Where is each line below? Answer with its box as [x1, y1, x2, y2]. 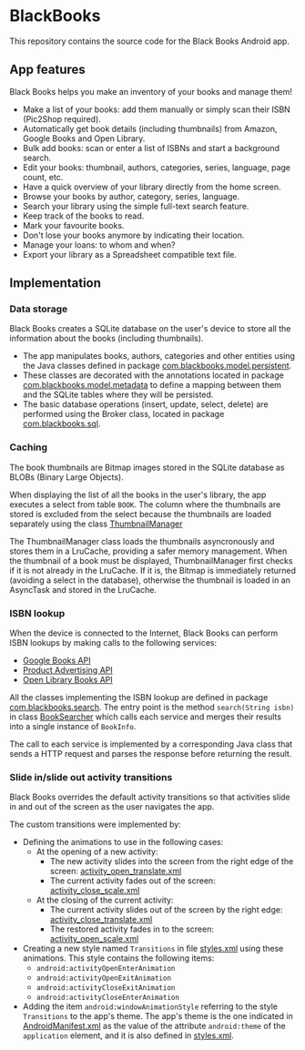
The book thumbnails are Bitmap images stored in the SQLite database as [9, 462, 285, 473]
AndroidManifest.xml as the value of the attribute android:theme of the [22, 1021, 286, 1032]
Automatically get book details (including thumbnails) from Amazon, [22, 123, 278, 134]
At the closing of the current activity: [36, 894, 174, 906]
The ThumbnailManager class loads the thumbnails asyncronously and [9, 535, 275, 546]
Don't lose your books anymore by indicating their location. [22, 229, 245, 240]
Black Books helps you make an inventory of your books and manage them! [9, 86, 293, 97]
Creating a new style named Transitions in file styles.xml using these [22, 943, 284, 954]
